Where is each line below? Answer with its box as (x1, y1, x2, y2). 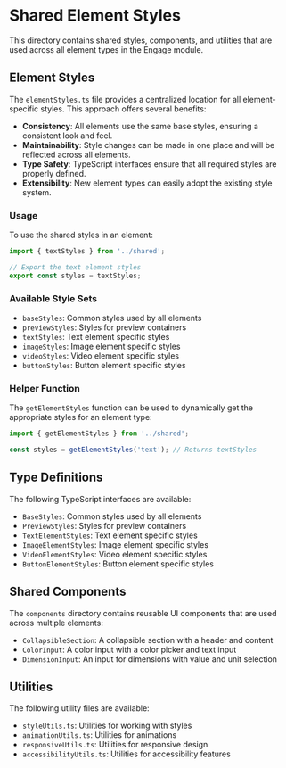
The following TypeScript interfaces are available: (9, 493, 192, 504)
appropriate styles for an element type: (9, 412, 153, 423)
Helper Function (9, 382, 80, 394)
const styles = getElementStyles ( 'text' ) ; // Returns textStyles (9, 445, 257, 455)
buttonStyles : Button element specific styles (21, 359, 186, 370)
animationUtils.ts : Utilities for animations (21, 730, 177, 740)
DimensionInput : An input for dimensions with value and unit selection (21, 653, 278, 665)
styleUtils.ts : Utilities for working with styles (21, 720, 192, 731)
